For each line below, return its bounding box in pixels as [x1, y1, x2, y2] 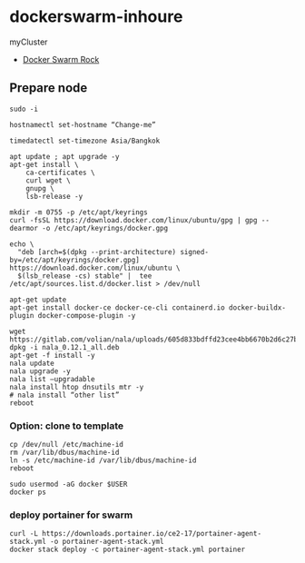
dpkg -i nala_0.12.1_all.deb [9, 342, 120, 351]
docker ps [9, 488, 47, 497]
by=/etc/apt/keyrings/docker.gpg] [9, 255, 141, 264]
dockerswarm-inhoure [9, 6, 183, 27]
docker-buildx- [228, 302, 286, 312]
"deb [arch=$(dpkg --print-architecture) [17, 247, 177, 256]
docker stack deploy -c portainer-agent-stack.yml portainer [9, 545, 246, 555]
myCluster [9, 36, 48, 47]
